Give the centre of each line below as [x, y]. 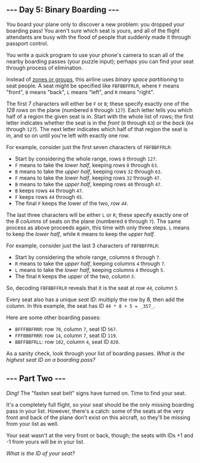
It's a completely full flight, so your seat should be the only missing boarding [100, 404]
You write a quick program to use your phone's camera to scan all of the [95, 55]
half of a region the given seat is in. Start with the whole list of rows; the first [100, 116]
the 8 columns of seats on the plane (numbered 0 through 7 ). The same [94, 221]
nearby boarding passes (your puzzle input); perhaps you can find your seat [100, 61]
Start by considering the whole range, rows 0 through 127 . [86, 159]
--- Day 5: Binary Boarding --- [63, 10]
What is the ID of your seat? [41, 453]
